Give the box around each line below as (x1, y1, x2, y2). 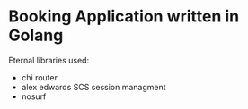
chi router (21, 71, 58, 82)
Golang (8, 25, 64, 46)
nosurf (21, 91, 47, 102)
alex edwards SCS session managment (21, 81, 167, 92)
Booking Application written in (8, 6, 240, 27)
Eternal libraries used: (8, 54, 90, 65)
